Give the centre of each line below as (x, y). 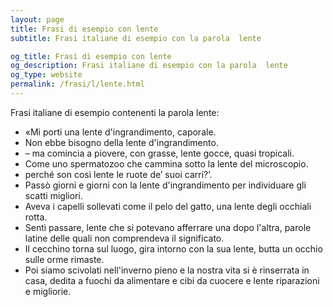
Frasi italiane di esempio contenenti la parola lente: (115, 112)
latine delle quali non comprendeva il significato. (124, 238)
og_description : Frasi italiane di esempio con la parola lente (149, 66)
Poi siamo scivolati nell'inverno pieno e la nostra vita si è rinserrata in (167, 270)
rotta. (36, 217)
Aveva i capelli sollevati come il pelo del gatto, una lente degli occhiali (168, 206)
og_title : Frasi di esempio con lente (91, 56)
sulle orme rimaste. (64, 259)
